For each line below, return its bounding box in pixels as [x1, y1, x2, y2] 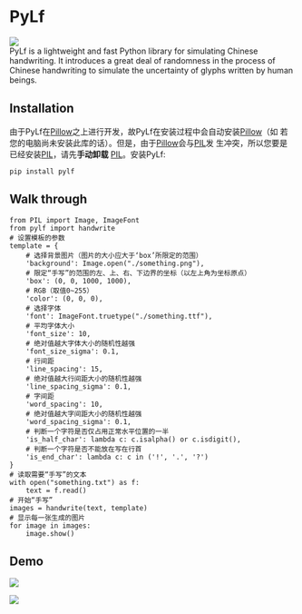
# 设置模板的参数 [9, 233, 65, 243]
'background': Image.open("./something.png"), [25, 259, 205, 268]
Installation [9, 101, 74, 116]
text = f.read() [25, 486, 88, 495]
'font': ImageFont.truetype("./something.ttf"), [25, 312, 213, 321]
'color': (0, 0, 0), [25, 293, 103, 303]
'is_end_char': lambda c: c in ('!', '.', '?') [25, 452, 209, 461]
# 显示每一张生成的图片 [9, 513, 86, 522]
